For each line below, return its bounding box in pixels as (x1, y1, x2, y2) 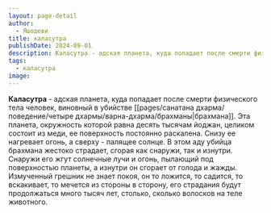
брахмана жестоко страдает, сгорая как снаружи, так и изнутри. (8, 145, 233, 155)
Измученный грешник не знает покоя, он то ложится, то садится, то (8, 171, 244, 181)
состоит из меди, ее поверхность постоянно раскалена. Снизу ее (8, 128, 236, 138)
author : (8, 19, 35, 27)
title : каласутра (8, 34, 67, 43)
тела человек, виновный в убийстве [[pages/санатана (8, 102, 194, 112)
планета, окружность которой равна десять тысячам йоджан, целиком (8, 119, 255, 129)
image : (8, 72, 31, 80)
